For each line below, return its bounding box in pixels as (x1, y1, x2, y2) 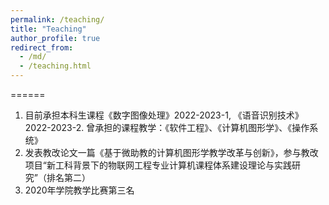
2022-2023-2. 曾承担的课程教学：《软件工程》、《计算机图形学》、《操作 (24, 122, 310, 133)
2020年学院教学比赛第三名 (24, 184, 135, 196)
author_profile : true (10, 33, 101, 43)
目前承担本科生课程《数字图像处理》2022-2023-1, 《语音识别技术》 (24, 109, 304, 121)
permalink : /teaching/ (10, 14, 105, 25)
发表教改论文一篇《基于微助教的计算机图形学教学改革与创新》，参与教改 (24, 147, 319, 158)
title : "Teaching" (10, 24, 87, 34)
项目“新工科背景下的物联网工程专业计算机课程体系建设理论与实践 (24, 159, 292, 171)
